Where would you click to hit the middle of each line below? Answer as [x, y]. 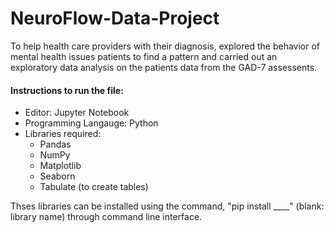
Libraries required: [63, 134]
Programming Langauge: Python [91, 123]
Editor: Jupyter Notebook [77, 113]
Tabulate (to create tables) [94, 187]
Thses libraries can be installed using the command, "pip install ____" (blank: [167, 206]
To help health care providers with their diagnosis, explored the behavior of [165, 46]
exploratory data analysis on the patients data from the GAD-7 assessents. [164, 67]
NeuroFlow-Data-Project [115, 18]
